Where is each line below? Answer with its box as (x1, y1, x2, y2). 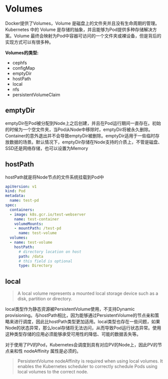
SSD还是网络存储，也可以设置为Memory (5, 145, 88, 151)
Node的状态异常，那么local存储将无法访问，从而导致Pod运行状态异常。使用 (5, 325, 161, 331)
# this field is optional (18, 259, 72, 264)
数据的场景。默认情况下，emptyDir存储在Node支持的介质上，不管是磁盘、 (9, 139, 162, 145)
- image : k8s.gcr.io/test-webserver (9, 212, 86, 217)
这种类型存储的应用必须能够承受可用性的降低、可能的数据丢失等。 (5, 331, 141, 337)
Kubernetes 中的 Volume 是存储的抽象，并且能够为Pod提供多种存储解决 (5, 26, 152, 33)
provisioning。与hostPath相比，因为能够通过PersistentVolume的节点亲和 (5, 312, 155, 318)
